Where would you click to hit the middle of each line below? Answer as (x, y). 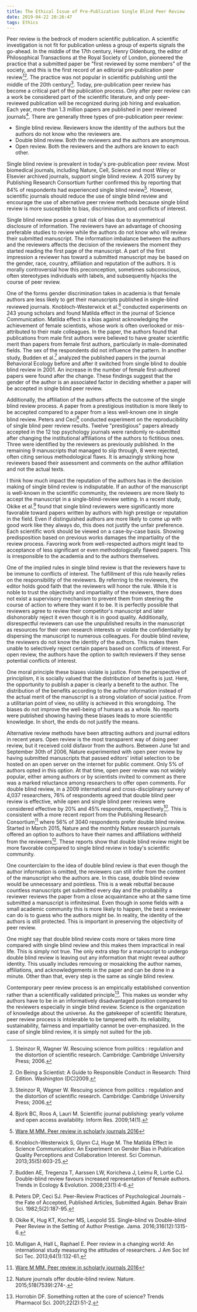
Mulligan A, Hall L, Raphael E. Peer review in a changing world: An (94, 1244)
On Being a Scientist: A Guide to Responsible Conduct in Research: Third (103, 1072)
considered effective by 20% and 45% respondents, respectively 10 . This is (97, 808)
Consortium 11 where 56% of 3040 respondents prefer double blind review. (96, 821)
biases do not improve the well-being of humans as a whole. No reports (93, 709)
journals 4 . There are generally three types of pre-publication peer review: (95, 116)
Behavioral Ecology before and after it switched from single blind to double (97, 364)
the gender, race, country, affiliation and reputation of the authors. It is (91, 263)
